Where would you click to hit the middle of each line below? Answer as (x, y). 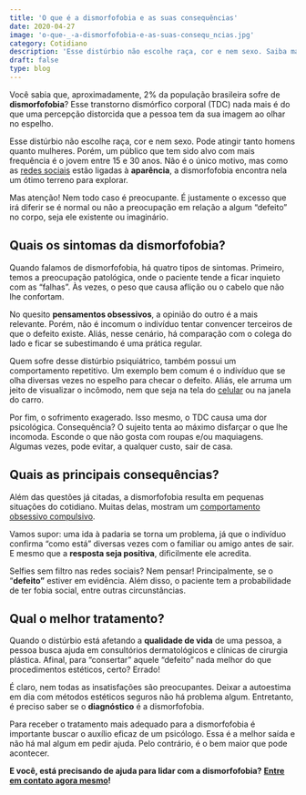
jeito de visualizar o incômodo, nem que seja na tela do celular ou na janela (150, 390)
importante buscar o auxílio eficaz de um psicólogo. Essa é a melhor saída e (153, 734)
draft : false (34, 60)
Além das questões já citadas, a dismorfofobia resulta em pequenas (137, 496)
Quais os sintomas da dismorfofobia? (117, 245)
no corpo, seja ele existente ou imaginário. (89, 217)
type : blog (30, 69)
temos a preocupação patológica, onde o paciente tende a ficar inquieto (145, 277)
